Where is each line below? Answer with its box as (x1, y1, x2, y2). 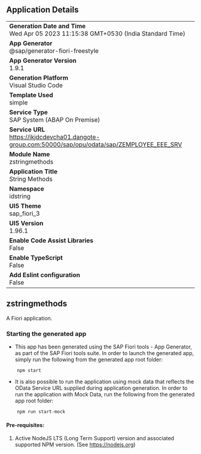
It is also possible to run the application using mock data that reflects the (14, 378, 194, 385)
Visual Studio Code (9, 81, 63, 89)
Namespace (9, 184, 45, 193)
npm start (17, 367, 42, 374)
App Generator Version (9, 56, 77, 65)
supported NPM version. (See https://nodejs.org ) (14, 441, 136, 449)
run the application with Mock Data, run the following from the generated (14, 390, 195, 398)
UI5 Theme (9, 202, 42, 210)
